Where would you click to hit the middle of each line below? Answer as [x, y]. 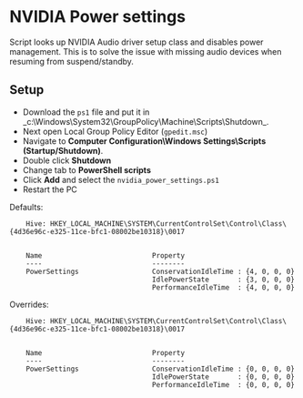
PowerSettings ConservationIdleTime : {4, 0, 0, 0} [161, 271]
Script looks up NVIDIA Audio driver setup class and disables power [136, 42]
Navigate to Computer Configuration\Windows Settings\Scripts [144, 141]
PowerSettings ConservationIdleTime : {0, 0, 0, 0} [161, 369]
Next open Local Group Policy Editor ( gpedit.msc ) [115, 131]
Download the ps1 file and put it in [86, 112]
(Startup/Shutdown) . [63, 150]
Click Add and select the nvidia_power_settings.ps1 [121, 179]
